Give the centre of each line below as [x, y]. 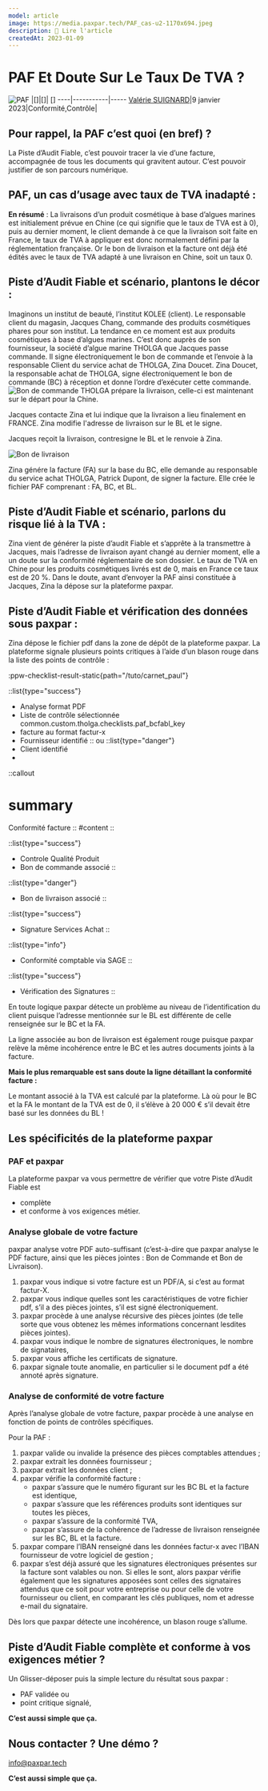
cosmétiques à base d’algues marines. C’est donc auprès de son [115, 339]
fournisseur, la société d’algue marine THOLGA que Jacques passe [119, 348]
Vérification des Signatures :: [68, 992]
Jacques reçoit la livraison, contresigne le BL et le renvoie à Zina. [115, 438]
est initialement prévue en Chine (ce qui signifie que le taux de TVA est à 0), [133, 223]
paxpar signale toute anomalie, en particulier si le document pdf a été [134, 1367]
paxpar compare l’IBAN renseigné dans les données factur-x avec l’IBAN [140, 1547]
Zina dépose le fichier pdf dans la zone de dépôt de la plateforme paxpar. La [134, 643]
